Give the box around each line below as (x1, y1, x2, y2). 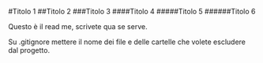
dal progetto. (8, 46, 50, 54)
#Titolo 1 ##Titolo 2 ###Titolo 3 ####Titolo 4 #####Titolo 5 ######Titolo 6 (8, 7, 256, 16)
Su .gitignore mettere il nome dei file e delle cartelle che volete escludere (8, 37, 246, 46)
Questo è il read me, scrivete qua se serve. (8, 22, 148, 31)
